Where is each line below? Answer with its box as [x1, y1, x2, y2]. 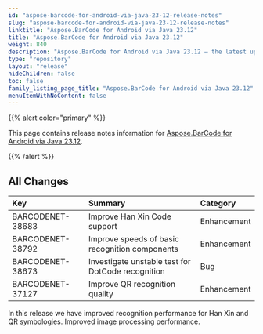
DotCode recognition [88, 266, 166, 277]
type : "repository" [8, 56, 72, 64]
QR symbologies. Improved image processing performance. [8, 317, 201, 326]
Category [200, 198, 236, 209]
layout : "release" [8, 63, 68, 71]
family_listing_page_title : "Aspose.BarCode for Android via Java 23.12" [8, 84, 254, 93]
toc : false [8, 77, 44, 85]
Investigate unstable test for [88, 256, 192, 267]
